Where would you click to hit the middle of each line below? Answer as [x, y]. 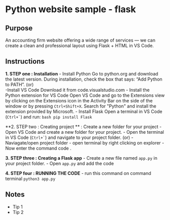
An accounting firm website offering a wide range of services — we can [80, 40]
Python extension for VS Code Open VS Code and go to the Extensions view [85, 95]
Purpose [19, 28]
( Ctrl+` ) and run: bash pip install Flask [49, 117]
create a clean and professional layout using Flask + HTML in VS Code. [79, 46]
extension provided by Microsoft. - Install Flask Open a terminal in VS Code [84, 111]
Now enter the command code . [38, 148]
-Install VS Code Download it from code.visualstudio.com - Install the [77, 90]
